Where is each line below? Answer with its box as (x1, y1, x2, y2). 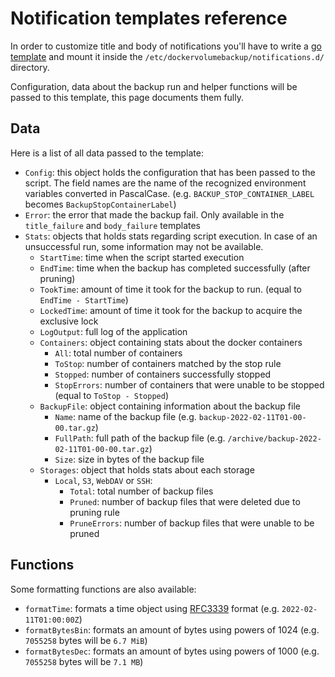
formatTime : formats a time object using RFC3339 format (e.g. (24, 602, 280, 614)
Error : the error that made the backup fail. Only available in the (24, 208, 285, 221)
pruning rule (69, 506, 120, 518)
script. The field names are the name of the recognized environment (24, 177, 307, 189)
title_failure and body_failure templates (24, 219, 202, 231)
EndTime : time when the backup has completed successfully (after (39, 262, 311, 274)
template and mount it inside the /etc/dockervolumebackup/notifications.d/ (10, 50, 325, 62)
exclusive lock (39, 315, 99, 327)
